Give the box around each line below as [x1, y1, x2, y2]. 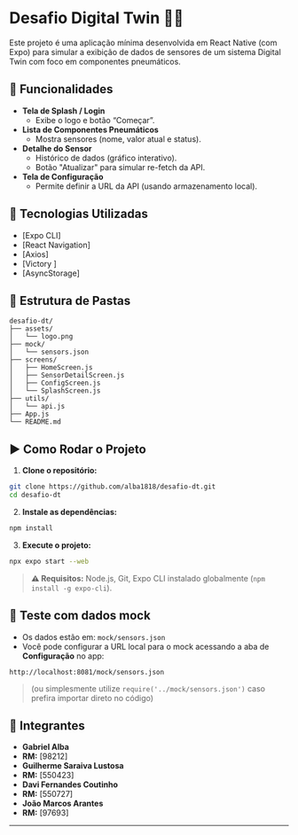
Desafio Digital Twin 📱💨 [9, 8, 184, 28]
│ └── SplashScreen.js [9, 386, 101, 395]
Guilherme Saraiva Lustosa [21, 761, 124, 771]
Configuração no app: [21, 651, 105, 661]
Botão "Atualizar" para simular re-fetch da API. [35, 161, 206, 172]
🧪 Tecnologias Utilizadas [9, 207, 148, 222]
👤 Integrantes [9, 718, 86, 733]
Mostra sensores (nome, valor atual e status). [35, 133, 201, 144]
